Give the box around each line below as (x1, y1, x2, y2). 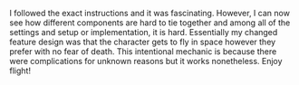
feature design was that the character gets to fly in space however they (9, 36, 276, 47)
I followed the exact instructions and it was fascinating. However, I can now (9, 8, 290, 18)
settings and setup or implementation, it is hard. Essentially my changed (9, 27, 278, 37)
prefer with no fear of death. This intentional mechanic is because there (9, 46, 277, 57)
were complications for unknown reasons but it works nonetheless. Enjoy (9, 56, 283, 66)
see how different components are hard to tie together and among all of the (9, 17, 291, 28)
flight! (9, 65, 32, 76)
